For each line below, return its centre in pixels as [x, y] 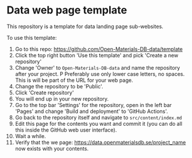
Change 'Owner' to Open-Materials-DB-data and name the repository [97, 67]
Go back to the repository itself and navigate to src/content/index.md [99, 117]
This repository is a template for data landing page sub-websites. [85, 26]
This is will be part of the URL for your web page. [74, 80]
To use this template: [32, 37]
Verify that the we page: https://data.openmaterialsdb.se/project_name [100, 142]
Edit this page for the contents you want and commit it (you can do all [99, 123]
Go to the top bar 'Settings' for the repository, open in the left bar [93, 105]
